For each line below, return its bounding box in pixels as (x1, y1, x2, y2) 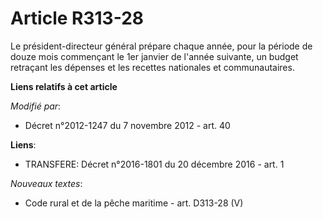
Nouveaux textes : (10, 177, 83, 189)
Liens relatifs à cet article (10, 80, 118, 92)
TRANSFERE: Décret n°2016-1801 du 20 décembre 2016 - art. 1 (24, 158, 285, 170)
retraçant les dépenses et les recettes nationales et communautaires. (10, 61, 295, 73)
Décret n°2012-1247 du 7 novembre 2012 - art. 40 (24, 119, 231, 131)
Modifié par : (10, 100, 62, 112)
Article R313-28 (10, 7, 145, 30)
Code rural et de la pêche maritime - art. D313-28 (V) (24, 197, 244, 209)
